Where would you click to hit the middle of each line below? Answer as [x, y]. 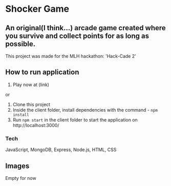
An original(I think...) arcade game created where [86, 28]
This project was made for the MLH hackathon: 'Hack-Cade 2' [71, 56]
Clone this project [31, 104]
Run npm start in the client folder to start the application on [75, 120]
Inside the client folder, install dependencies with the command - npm [85, 110]
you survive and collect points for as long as [77, 36]
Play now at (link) [31, 85]
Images [17, 166]
